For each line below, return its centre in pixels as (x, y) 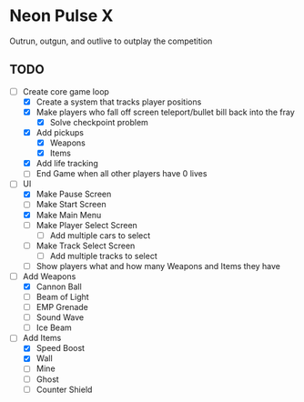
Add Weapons (49, 276)
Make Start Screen (71, 205)
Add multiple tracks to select (103, 256)
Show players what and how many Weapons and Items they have (158, 266)
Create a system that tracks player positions (119, 102)
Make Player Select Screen (87, 225)
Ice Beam (54, 327)
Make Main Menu (69, 215)
